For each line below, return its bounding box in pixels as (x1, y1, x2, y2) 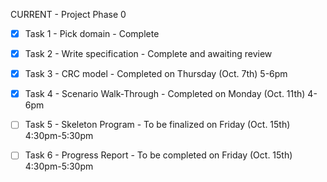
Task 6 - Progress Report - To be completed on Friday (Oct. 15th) (24, 149, 293, 161)
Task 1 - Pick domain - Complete (24, 28, 160, 39)
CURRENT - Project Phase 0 (10, 9, 127, 20)
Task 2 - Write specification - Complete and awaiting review (24, 48, 273, 60)
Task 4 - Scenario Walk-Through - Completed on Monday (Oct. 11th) (24, 88, 306, 100)
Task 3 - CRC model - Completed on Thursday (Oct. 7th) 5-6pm (24, 68, 288, 80)
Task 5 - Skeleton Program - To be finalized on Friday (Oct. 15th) (24, 119, 291, 131)
